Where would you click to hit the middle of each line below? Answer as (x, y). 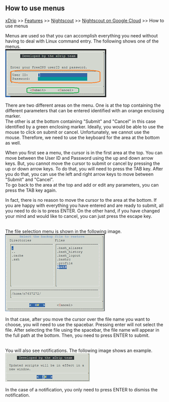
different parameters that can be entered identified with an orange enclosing (85, 110)
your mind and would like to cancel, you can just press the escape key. (79, 216)
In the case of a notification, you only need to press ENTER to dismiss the (81, 389)
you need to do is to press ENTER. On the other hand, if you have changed (82, 211)
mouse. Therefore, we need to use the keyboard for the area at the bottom (82, 137)
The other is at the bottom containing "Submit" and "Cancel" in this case (81, 121)
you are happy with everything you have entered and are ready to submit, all (84, 205)
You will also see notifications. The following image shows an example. (79, 350)
